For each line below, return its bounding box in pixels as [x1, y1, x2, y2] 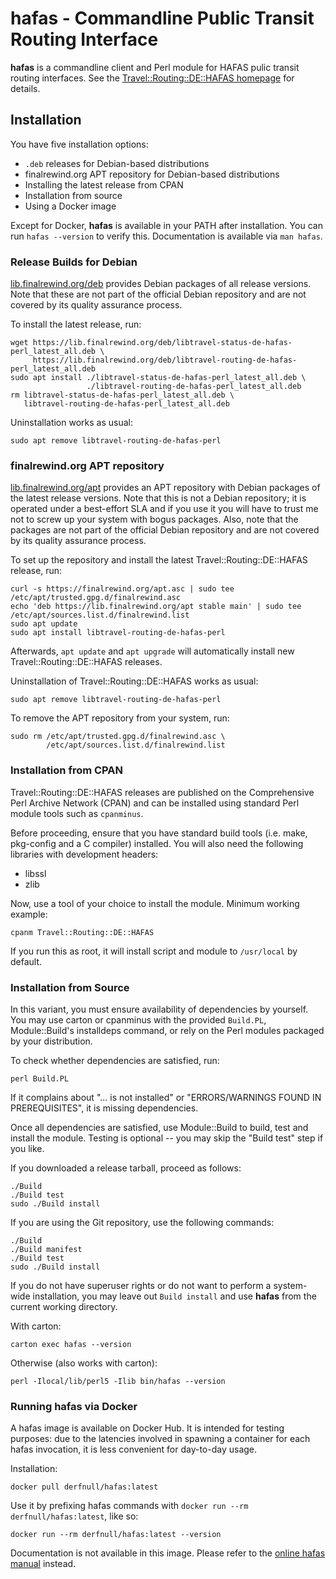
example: [10, 908, 48, 920]
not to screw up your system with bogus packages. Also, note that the [10, 513, 299, 526]
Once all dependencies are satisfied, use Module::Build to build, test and [10, 1121, 309, 1133]
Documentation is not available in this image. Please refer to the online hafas [10, 1547, 326, 1559]
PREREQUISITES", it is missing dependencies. [10, 1102, 199, 1114]
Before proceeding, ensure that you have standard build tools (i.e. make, [10, 827, 308, 839]
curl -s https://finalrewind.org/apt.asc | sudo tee [10, 584, 235, 594]
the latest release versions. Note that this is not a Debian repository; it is [10, 492, 307, 504]
